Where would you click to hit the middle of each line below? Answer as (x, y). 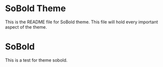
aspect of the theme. (26, 27)
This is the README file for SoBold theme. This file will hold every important (81, 22)
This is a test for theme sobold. (36, 60)
